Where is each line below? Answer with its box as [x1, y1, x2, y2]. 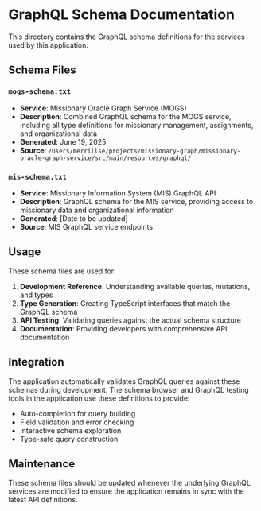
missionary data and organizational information [19, 205, 175, 215]
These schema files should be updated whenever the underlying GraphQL [8, 478, 251, 488]
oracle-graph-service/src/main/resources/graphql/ [19, 153, 192, 162]
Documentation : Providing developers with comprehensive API [19, 323, 228, 333]
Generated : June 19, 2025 [19, 137, 107, 146]
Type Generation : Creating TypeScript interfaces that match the [19, 298, 231, 308]
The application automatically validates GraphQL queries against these [8, 376, 240, 386]
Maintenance [8, 457, 76, 470]
